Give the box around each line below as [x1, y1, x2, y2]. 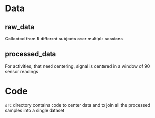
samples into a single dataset [5, 107, 65, 113]
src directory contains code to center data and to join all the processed [5, 102, 150, 108]
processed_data [5, 50, 56, 58]
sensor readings [5, 68, 39, 74]
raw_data [5, 23, 35, 31]
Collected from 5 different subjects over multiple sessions [5, 36, 123, 41]
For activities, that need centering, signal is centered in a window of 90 [5, 63, 150, 69]
